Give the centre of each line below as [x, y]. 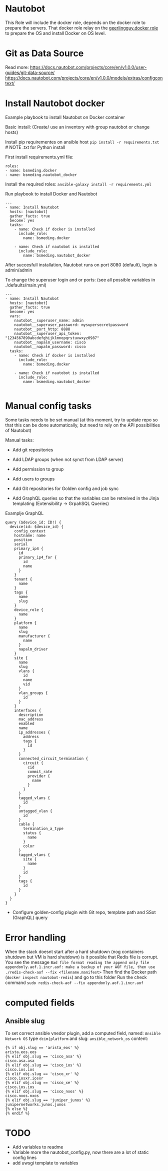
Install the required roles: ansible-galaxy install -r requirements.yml [78, 184]
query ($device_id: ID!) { [33, 522]
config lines [24, 1157]
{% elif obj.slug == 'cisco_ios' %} [43, 1065]
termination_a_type [43, 828]
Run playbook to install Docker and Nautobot [51, 193]
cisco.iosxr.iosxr [24, 1078]
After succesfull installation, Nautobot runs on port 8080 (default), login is [81, 264]
